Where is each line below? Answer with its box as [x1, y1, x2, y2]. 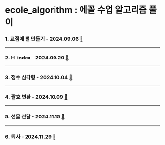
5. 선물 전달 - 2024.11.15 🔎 [5, 114, 65, 120]
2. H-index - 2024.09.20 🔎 [5, 55, 69, 61]
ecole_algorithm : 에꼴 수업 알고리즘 [5, 4, 147, 16]
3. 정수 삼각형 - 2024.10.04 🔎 [5, 74, 73, 81]
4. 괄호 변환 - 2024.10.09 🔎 [5, 94, 68, 100]
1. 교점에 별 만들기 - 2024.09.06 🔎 [5, 35, 83, 42]
